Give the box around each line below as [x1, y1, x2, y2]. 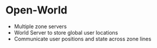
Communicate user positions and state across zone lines [14, 35, 152, 42]
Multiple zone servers [14, 23, 67, 30]
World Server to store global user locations [14, 29, 118, 36]
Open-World [5, 4, 68, 17]
